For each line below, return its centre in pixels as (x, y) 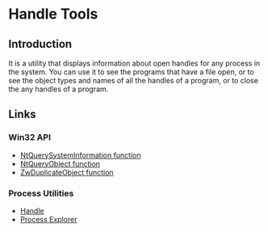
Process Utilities (41, 193)
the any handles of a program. (59, 89)
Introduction (40, 44)
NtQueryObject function (60, 163)
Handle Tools (53, 14)
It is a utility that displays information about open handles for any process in (134, 63)
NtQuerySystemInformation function (80, 155)
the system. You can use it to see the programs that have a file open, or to (131, 72)
